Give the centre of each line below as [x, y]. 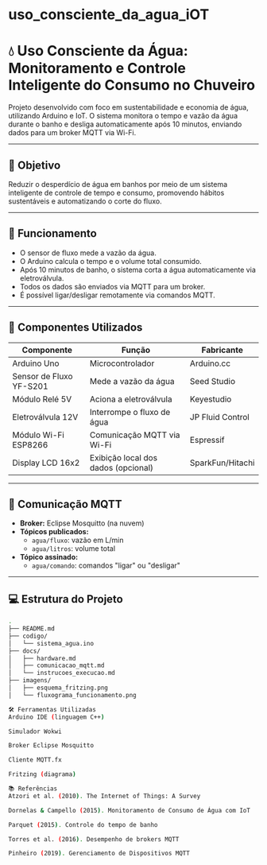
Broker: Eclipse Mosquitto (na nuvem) [82, 523]
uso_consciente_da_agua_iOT [109, 15]
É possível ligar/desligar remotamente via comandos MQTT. [118, 295]
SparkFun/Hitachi [222, 463]
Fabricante [222, 350]
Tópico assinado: [48, 557]
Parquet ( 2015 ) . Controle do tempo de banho [83, 824]
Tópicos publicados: [54, 532]
